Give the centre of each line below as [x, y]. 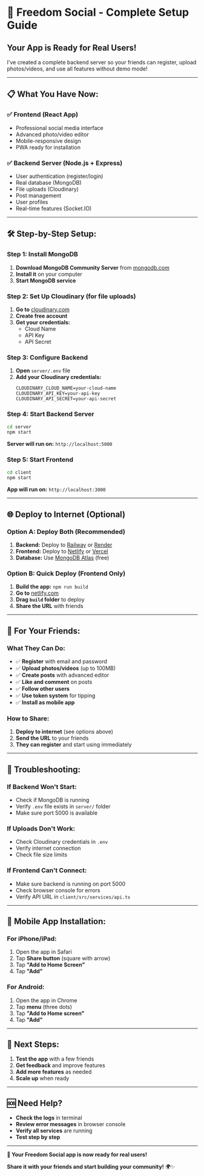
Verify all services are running [54, 1131]
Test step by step [38, 1137]
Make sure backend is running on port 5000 [71, 884]
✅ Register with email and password [61, 661]
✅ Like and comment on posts [54, 682]
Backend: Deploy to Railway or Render [64, 545]
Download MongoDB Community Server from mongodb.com [93, 267]
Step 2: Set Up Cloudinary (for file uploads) [71, 296]
